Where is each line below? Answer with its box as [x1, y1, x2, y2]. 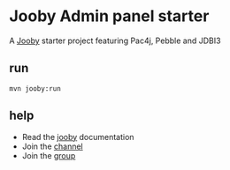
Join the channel [21, 141, 83, 152]
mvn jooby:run [9, 84, 62, 93]
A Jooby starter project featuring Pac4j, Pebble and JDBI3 [9, 35, 221, 46]
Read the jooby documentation [21, 131, 134, 142]
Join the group [21, 150, 76, 160]
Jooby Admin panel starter [9, 6, 210, 26]
